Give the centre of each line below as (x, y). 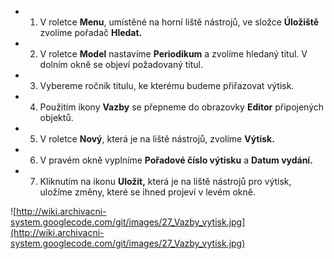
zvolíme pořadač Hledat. (91, 32)
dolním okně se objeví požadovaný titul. (121, 64)
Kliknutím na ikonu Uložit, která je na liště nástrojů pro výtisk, (165, 181)
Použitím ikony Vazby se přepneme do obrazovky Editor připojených (182, 107)
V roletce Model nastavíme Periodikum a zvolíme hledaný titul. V (173, 54)
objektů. (56, 117)
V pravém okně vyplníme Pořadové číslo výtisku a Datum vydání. (176, 160)
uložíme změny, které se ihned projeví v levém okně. (147, 192)
